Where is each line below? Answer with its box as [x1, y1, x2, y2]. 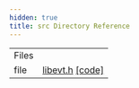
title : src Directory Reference [9, 22, 130, 31]
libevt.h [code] [41, 64, 105, 76]
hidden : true [9, 13, 58, 22]
